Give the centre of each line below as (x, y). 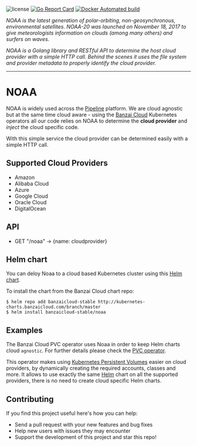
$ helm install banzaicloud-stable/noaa (56, 312)
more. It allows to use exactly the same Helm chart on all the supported (92, 374)
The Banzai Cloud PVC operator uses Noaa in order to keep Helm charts (93, 344)
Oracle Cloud (30, 202)
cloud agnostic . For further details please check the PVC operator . (86, 351)
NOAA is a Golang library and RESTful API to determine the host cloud (91, 50)
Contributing (30, 399)
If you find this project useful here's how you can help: (72, 413)
